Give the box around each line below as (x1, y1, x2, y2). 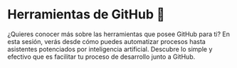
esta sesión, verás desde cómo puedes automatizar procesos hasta (7, 37, 206, 45)
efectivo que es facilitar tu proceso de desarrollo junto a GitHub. (7, 52, 196, 61)
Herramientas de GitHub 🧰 (7, 6, 165, 23)
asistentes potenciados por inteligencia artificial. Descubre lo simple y (7, 45, 213, 53)
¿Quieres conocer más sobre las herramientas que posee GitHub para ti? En (7, 30, 230, 38)
